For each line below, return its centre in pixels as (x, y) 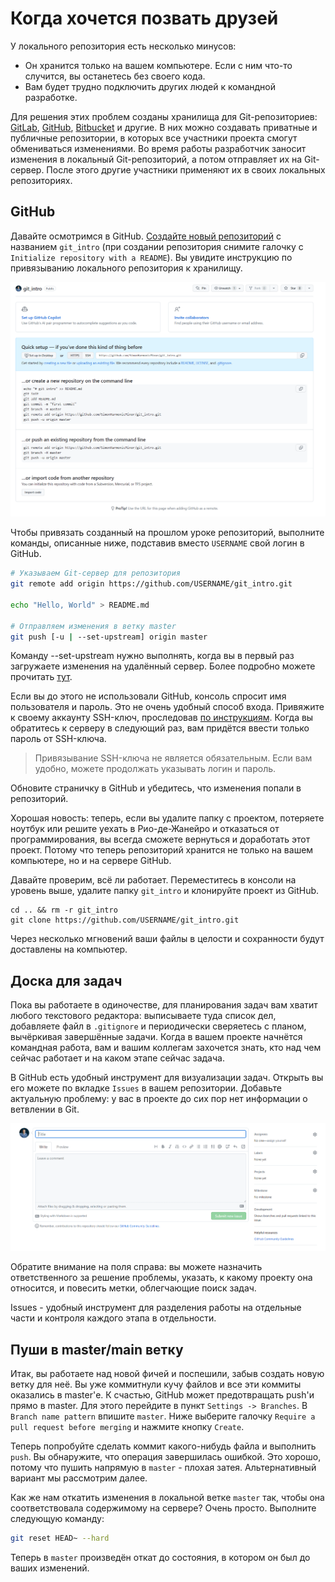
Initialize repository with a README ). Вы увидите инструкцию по (151, 257)
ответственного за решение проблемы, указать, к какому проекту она (161, 1278)
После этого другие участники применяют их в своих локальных (186, 169)
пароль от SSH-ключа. (58, 739)
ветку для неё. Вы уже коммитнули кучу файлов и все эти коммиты (156, 1384)
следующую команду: (57, 1518)
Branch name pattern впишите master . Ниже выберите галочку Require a (163, 1416)
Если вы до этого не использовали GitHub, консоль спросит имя (148, 696)
